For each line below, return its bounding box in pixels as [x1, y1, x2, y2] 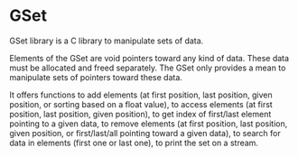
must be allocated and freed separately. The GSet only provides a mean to [9, 62, 286, 73]
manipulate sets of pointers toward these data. [9, 71, 183, 82]
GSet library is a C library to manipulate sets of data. [9, 35, 204, 46]
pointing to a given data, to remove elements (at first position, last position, [9, 118, 288, 129]
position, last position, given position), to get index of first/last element [9, 108, 272, 119]
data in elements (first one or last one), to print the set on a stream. [9, 137, 259, 148]
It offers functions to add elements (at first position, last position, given [9, 89, 273, 100]
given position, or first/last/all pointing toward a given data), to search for [9, 127, 282, 138]
